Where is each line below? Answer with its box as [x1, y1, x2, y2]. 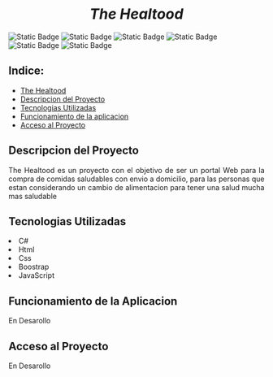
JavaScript [19, 271, 55, 280]
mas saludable [8, 191, 57, 201]
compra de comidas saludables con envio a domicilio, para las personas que [8, 174, 265, 184]
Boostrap [19, 262, 50, 272]
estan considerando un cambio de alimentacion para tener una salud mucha [8, 182, 265, 192]
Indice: [8, 64, 45, 78]
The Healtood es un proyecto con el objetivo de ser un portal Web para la [8, 165, 265, 175]
